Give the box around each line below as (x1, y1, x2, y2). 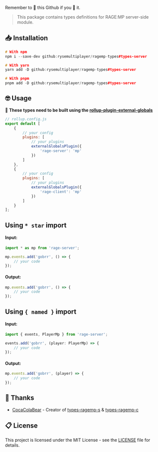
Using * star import (5, 221, 67, 229)
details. (5, 442, 20, 448)
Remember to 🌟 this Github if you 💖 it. (5, 5, 80, 10)
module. (17, 20, 34, 25)
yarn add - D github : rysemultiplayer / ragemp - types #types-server (5, 67, 137, 72)
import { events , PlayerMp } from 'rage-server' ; (5, 332, 108, 337)
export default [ (5, 121, 40, 126)
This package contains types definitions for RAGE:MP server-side (17, 14, 149, 20)
